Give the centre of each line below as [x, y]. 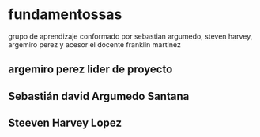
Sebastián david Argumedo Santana [99, 96]
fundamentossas [65, 15]
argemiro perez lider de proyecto [90, 70]
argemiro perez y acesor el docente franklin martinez [95, 44]
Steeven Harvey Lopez [65, 123]
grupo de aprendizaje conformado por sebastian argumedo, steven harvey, [130, 36]
